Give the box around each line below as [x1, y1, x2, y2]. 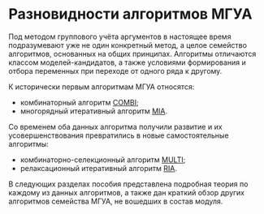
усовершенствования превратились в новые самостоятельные [8, 131, 229, 140]
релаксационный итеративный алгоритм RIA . [19, 163, 177, 173]
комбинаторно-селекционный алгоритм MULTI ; [19, 155, 186, 165]
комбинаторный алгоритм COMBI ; [19, 97, 140, 107]
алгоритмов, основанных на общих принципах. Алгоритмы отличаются [8, 49, 257, 58]
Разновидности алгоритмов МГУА [8, 5, 253, 24]
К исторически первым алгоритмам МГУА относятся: [8, 82, 195, 92]
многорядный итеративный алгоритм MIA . [19, 106, 168, 116]
